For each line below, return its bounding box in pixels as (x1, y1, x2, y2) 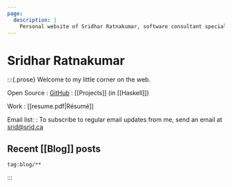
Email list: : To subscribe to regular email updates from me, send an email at (7, 115, 222, 124)
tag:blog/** (7, 161, 41, 168)
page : (7, 10, 23, 17)
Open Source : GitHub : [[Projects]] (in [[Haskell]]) (7, 89, 150, 97)
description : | (13, 17, 57, 23)
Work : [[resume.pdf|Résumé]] (7, 102, 95, 110)
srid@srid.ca (7, 123, 43, 131)
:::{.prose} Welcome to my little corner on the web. (7, 75, 151, 83)
